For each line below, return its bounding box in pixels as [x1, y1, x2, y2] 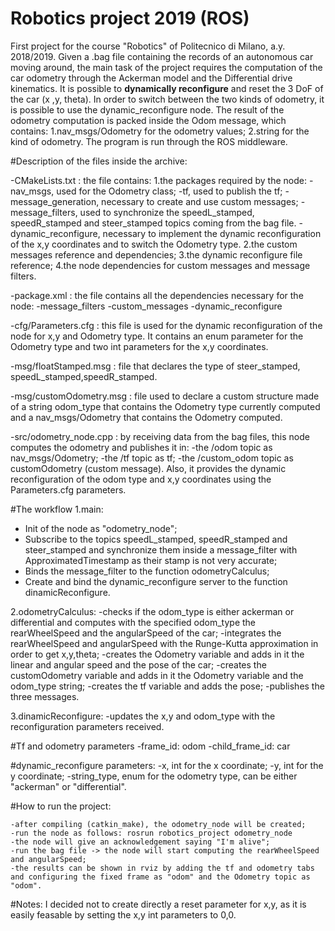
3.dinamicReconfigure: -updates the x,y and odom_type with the [10, 710, 276, 722]
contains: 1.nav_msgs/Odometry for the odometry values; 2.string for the [10, 125, 310, 137]
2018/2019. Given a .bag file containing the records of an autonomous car [10, 50, 314, 62]
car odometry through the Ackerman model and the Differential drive [10, 72, 293, 84]
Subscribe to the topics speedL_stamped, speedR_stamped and [24, 533, 288, 545]
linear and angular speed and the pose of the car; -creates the [10, 658, 267, 671]
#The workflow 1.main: [10, 503, 104, 515]
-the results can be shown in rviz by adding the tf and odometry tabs [10, 863, 315, 873]
